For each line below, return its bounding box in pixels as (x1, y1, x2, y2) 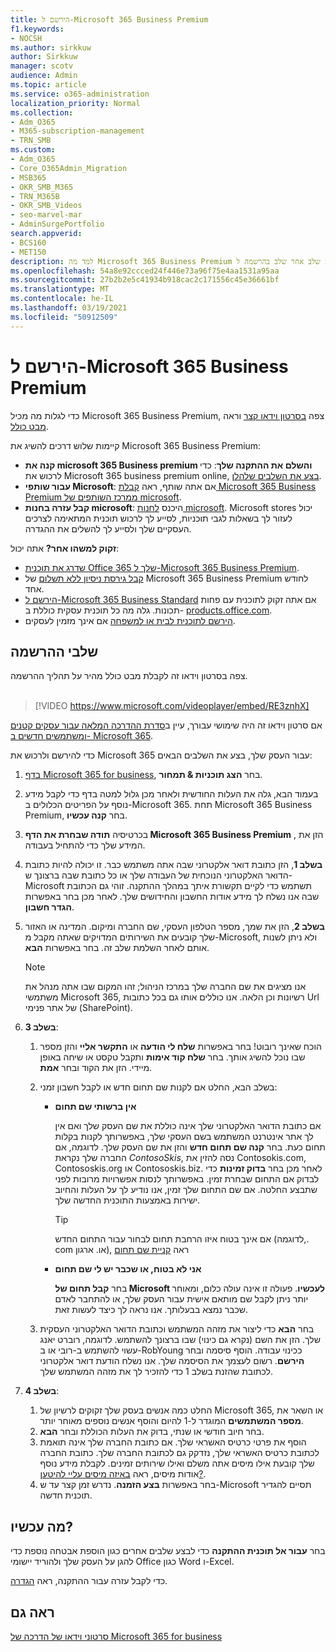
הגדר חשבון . (24, 901, 75, 913)
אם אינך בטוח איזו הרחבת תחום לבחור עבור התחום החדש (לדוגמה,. (54, 1233, 310, 1245)
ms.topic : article (10, 80, 87, 90)
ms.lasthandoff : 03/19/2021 (10, 303, 128, 313)
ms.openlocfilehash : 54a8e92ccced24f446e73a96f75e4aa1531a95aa (10, 266, 280, 276)
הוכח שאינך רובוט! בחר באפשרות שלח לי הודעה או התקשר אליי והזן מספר (39, 1041, 322, 1053)
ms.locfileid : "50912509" (10, 312, 118, 322)
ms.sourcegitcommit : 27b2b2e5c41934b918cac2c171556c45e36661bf (10, 275, 280, 285)
